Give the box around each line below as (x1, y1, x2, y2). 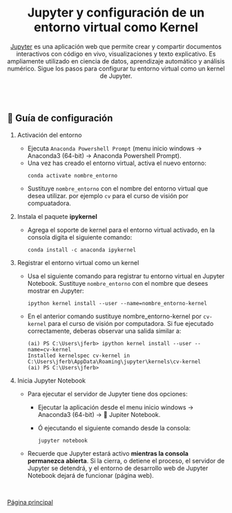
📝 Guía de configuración (7, 113, 113, 124)
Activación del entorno (17, 130, 82, 139)
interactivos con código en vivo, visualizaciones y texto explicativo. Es (16, 50, 216, 58)
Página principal (7, 498, 53, 506)
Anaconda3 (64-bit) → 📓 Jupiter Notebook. (37, 410, 161, 418)
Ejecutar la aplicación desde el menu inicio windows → (37, 403, 194, 412)
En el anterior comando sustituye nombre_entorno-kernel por (27, 312, 202, 320)
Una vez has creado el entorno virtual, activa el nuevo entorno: (27, 159, 207, 167)
